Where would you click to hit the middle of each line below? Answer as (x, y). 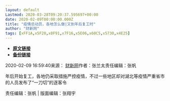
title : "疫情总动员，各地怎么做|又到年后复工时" (51, 24)
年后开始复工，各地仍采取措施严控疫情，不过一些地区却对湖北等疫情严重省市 (85, 76)
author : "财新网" (22, 29)
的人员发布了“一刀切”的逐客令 (36, 82)
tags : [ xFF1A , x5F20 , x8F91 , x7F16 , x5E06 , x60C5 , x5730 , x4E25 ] (68, 33)
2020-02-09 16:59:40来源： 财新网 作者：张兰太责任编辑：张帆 (71, 65)
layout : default (22, 10)
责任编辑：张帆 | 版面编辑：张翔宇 (40, 93)
